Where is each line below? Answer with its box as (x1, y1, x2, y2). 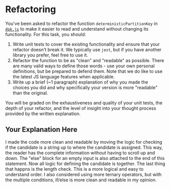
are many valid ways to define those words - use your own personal (12, 63, 155, 69)
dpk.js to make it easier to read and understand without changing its (5, 25, 149, 32)
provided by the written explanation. (5, 111, 81, 117)
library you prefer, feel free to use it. (12, 52, 88, 58)
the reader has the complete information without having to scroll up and (5, 149, 155, 156)
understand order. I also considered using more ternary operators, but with (5, 171, 162, 177)
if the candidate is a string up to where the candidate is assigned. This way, (5, 144, 163, 150)
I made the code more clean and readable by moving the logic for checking (5, 139, 162, 145)
